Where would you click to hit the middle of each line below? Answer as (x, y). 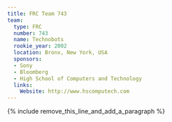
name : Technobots (39, 40)
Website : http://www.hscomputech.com (75, 91)
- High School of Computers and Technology (78, 78)
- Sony (23, 66)
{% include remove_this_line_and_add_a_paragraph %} (86, 112)
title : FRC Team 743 (37, 14)
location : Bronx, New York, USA (61, 53)
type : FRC (28, 26)
